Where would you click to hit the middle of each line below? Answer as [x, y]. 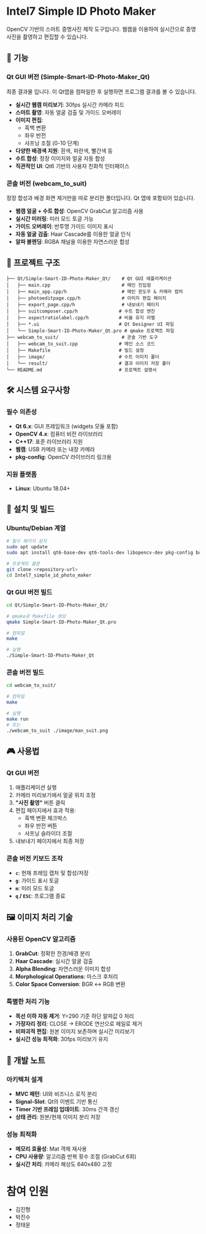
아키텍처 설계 [25, 1079]
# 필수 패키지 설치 [27, 541]
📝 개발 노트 [26, 1060]
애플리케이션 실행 [36, 788]
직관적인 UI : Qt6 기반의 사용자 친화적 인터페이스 [72, 166]
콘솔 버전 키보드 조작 [35, 859]
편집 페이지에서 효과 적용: [46, 810]
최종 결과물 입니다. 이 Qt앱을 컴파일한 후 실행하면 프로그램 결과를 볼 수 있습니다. [101, 91]
